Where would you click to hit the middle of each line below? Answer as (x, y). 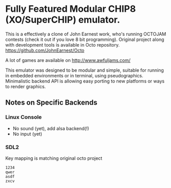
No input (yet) (27, 134)
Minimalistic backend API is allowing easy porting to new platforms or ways (85, 81)
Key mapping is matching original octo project (54, 158)
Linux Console (24, 117)
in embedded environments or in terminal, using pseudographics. (74, 75)
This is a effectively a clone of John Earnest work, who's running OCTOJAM (86, 34)
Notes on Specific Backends (51, 103)
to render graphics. (26, 86)
